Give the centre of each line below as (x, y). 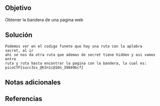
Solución (19, 35)
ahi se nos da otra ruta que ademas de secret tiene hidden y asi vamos (80, 55)
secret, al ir (19, 51)
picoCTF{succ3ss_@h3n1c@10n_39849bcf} (44, 68)
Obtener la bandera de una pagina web (44, 19)
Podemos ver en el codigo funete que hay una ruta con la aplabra (74, 46)
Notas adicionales (33, 82)
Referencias (24, 99)
